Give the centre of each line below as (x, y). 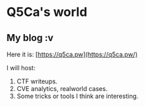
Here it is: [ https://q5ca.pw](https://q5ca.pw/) (72, 54)
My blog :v (30, 38)
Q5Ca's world (47, 12)
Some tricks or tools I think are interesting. (77, 96)
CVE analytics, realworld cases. (62, 89)
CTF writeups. (37, 81)
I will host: (21, 68)
